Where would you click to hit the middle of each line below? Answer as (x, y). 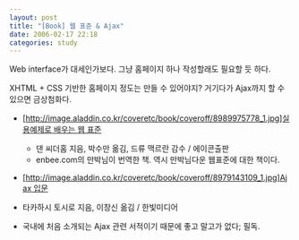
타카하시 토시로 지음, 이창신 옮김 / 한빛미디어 (100, 208)
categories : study (43, 43)
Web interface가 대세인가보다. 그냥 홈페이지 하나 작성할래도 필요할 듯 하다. (140, 69)
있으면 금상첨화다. (41, 99)
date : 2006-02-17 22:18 (54, 34)
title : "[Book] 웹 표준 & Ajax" (67, 26)
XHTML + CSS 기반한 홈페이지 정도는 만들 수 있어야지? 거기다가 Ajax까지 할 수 (147, 88)
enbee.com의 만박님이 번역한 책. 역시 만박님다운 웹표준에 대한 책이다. (158, 160)
